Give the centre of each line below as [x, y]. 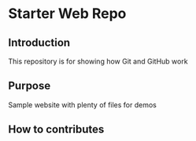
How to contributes [56, 130]
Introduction [39, 43]
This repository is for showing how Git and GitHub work [98, 61]
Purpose [30, 86]
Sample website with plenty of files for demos [83, 105]
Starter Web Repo [67, 14]
